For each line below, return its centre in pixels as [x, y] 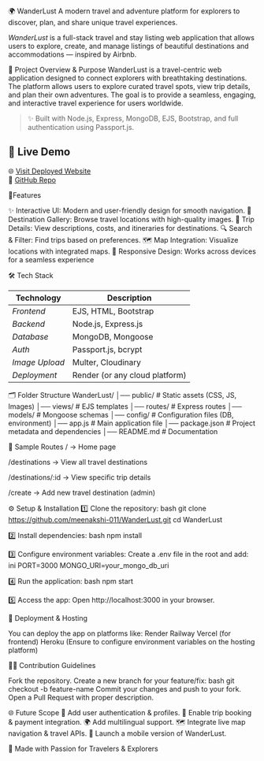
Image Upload [39, 362]
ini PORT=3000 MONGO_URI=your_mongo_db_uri [89, 565]
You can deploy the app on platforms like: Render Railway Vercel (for [119, 633]
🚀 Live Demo [39, 152]
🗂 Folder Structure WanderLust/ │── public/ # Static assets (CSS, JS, [123, 395]
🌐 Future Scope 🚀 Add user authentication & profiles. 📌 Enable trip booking [130, 712]
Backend [29, 324]
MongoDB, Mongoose [113, 336]
